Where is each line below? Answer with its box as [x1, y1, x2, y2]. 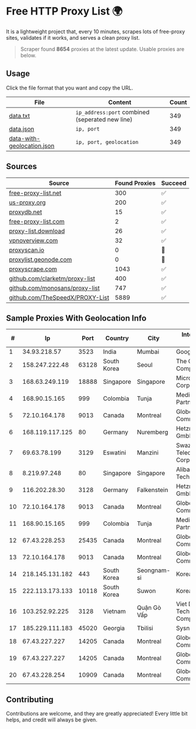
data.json [9, 125, 34, 133]
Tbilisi [136, 624, 153, 632]
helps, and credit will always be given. [6, 716, 97, 723]
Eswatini [103, 449, 127, 457]
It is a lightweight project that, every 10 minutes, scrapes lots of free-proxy [6, 27, 185, 35]
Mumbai [136, 348, 159, 356]
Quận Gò [136, 604, 162, 612]
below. [20, 51, 37, 59]
